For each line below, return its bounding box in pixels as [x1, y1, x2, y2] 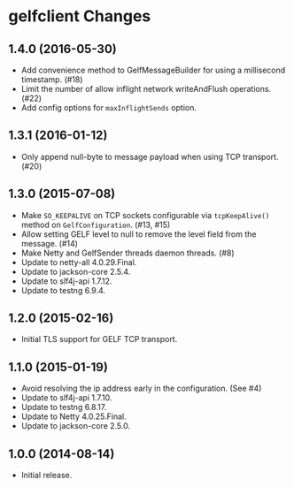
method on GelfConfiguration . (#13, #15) [20, 219, 171, 230]
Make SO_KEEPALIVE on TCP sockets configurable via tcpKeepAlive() [20, 209, 270, 220]
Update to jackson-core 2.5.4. [20, 266, 131, 277]
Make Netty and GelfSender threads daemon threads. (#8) [20, 247, 236, 258]
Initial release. [20, 470, 73, 481]
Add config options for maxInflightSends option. [20, 103, 197, 112]
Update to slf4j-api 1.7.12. [20, 276, 112, 286]
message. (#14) [20, 238, 79, 248]
